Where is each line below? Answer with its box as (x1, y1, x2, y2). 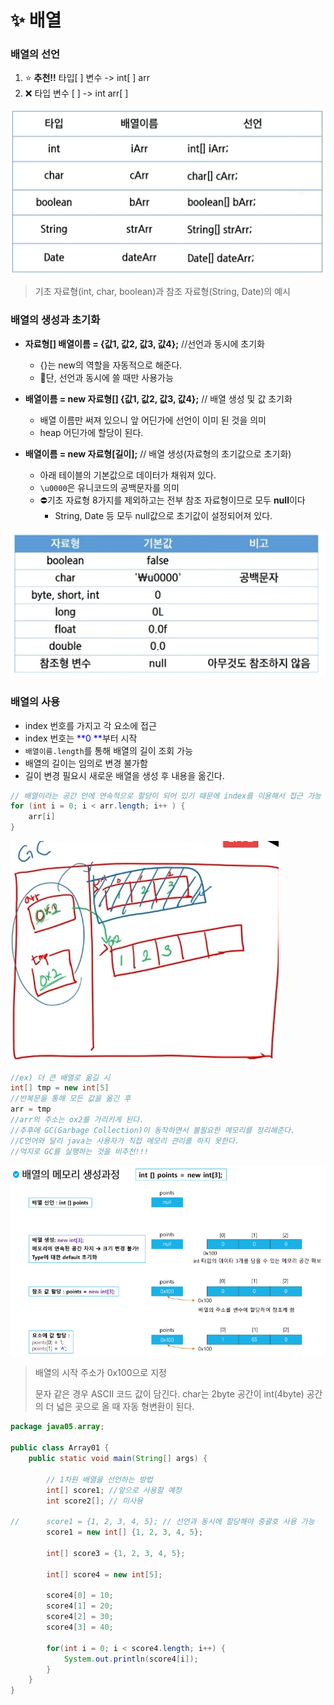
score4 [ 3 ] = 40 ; (46, 1622, 114, 1633)
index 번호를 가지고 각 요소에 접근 (24, 719, 157, 731)
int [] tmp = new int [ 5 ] (10, 1083, 110, 1093)
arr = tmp (10, 1104, 52, 1115)
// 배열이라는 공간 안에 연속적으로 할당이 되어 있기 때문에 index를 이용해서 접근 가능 (10, 791, 322, 801)
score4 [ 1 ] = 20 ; (46, 1601, 114, 1611)
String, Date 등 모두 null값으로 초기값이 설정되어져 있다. (54, 509, 273, 521)
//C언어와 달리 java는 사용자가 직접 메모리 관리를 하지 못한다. (10, 1136, 240, 1146)
